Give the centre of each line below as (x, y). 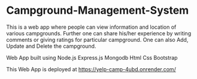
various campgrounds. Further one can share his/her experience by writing (99, 33)
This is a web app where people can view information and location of (91, 27)
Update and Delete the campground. (51, 46)
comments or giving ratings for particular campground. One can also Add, (97, 39)
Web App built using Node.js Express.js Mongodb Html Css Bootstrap (92, 57)
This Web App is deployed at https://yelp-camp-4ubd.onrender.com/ (91, 69)
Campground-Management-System (98, 10)
